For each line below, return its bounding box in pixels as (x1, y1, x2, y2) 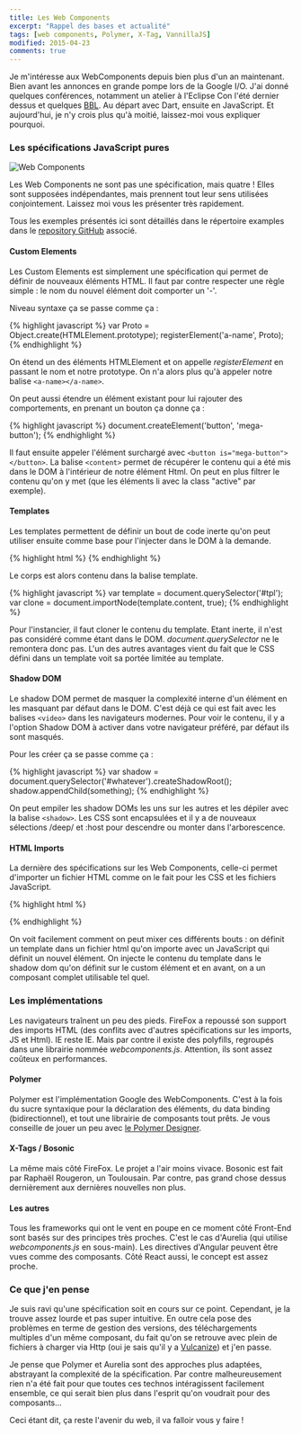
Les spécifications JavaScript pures (9, 141, 170, 154)
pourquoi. (9, 119, 45, 130)
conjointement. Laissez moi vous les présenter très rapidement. (9, 199, 244, 209)
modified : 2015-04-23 (9, 38, 91, 48)
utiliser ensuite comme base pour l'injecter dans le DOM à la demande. (9, 535, 271, 546)
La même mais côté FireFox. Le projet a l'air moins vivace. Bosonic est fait (9, 1162, 283, 1173)
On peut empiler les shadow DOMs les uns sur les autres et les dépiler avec (9, 803, 289, 814)
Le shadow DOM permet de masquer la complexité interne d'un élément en (9, 693, 288, 704)
